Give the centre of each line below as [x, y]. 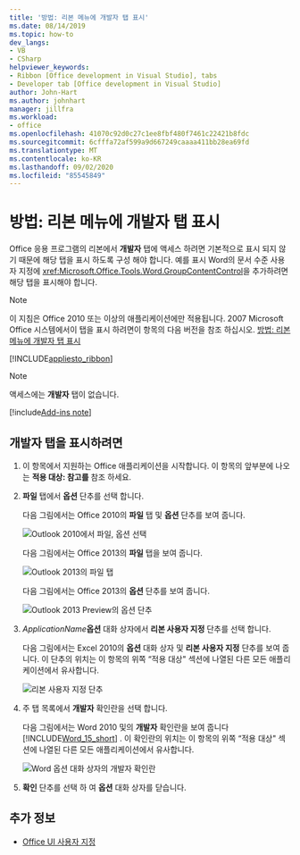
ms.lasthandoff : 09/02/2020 [62, 167]
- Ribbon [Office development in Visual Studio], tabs [113, 76]
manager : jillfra [42, 109]
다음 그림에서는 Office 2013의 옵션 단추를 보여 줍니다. [116, 591]
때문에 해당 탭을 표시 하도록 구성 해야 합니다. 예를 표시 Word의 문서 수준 [143, 260]
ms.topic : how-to [42, 34]
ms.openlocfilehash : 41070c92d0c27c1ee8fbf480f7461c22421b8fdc [129, 134]
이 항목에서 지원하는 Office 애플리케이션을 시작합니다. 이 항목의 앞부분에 [148, 466]
